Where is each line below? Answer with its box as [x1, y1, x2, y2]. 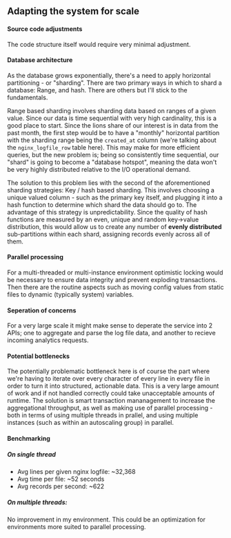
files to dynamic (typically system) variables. [7, 290, 134, 299]
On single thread [7, 450, 57, 458]
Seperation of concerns [7, 306, 77, 315]
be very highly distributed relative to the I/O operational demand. [7, 165, 191, 173]
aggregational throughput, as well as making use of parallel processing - [7, 403, 213, 412]
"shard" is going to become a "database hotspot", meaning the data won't [7, 158, 217, 166]
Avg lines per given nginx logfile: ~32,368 [17, 467, 136, 475]
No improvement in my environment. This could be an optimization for [7, 515, 205, 524]
